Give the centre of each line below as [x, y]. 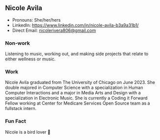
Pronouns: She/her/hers [36, 20]
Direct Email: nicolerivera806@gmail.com [54, 30]
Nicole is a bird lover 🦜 [28, 132]
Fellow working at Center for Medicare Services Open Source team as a [78, 103]
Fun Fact [15, 121]
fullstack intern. [21, 109]
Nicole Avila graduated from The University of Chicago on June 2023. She [80, 83]
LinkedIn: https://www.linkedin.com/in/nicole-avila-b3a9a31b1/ [75, 25]
